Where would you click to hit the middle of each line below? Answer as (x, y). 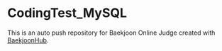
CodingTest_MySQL (67, 13)
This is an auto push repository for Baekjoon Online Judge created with (111, 33)
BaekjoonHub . (28, 40)
